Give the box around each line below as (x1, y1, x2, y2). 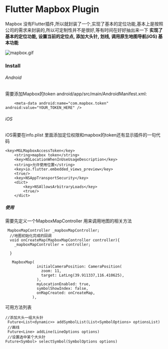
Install (5, 62, 21, 69)
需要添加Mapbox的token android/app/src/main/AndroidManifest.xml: (5, 91, 147, 97)
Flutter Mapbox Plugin (5, 4, 99, 15)
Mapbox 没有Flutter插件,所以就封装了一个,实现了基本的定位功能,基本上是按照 (5, 21, 163, 27)
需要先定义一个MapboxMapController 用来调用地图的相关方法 (5, 218, 132, 224)
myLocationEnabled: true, (37, 282, 91, 287)
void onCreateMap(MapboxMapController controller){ (10, 238, 120, 243)
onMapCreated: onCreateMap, (37, 290, 95, 296)
